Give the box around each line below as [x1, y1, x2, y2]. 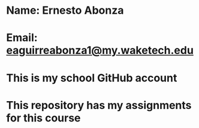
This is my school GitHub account [6, 71, 177, 84]
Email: [6, 31, 38, 45]
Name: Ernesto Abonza [6, 4, 124, 17]
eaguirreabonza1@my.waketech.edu [6, 44, 194, 57]
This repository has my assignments [6, 98, 192, 112]
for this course [6, 111, 81, 124]
